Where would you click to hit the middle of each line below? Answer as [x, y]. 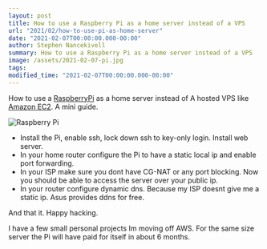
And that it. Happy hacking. [53, 212]
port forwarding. [47, 163]
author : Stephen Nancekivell [57, 46]
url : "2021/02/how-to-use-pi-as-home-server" [85, 30]
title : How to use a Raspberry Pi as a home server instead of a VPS [127, 23]
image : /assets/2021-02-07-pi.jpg [66, 61]
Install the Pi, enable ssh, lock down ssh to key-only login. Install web [134, 138]
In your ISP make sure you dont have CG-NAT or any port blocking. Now [139, 171]
